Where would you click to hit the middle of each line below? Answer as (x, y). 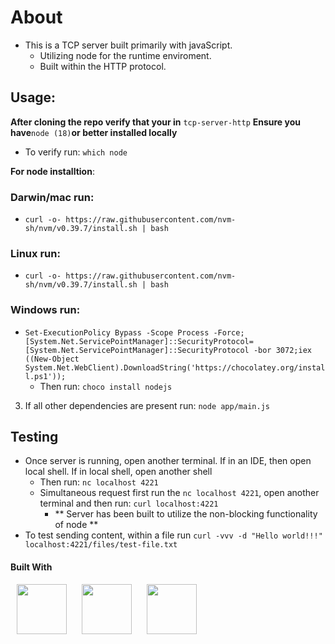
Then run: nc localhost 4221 (99, 482)
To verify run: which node (76, 152)
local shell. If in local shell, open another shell (118, 472)
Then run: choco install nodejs (106, 386)
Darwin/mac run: (52, 197)
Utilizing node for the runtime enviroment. (125, 55)
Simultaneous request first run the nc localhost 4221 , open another (179, 493)
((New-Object (52, 359)
